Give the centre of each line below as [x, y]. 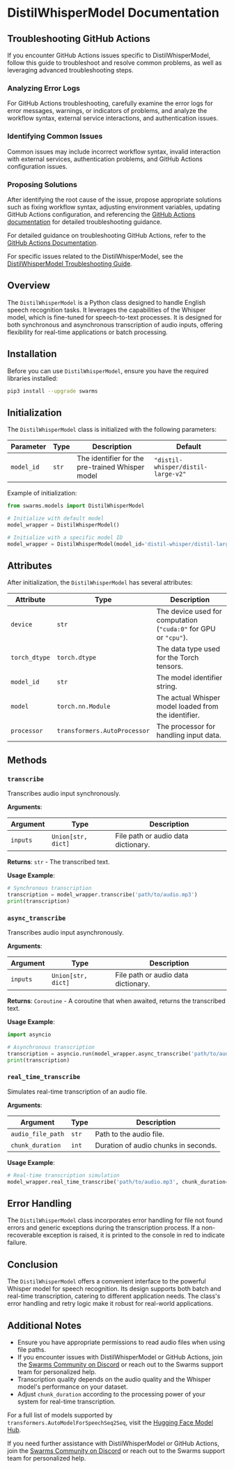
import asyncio [29, 1034]
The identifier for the [110, 458]
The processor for [186, 727]
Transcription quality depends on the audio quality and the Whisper [114, 1379]
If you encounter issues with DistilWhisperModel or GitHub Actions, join [120, 1357]
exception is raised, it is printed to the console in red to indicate [134, 1235]
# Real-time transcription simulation [63, 1175]
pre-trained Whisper [110, 467]
